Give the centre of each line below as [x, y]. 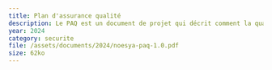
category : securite [41, 38]
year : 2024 [27, 31]
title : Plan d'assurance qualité [65, 16]
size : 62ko [27, 53]
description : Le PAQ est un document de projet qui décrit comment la [130, 23]
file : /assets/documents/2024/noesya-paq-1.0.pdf [94, 46]
